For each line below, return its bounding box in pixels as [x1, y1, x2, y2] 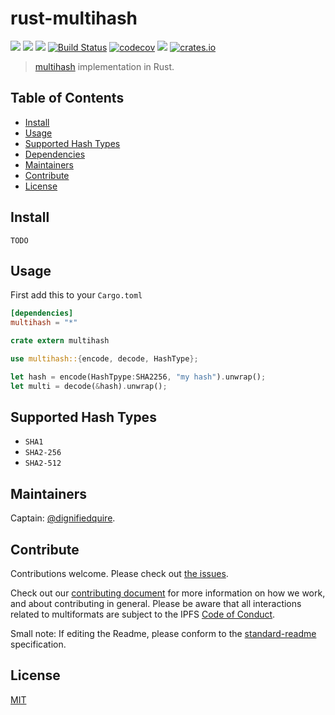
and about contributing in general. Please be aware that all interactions [10, 598, 302, 610]
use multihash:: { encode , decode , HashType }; [10, 354, 199, 364]
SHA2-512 [24, 458, 62, 469]
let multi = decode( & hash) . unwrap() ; [10, 381, 168, 391]
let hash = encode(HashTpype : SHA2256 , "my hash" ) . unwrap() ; [10, 372, 267, 382]
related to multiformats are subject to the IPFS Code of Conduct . [10, 608, 276, 621]
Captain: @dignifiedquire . [10, 512, 116, 524]
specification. [10, 638, 67, 651]
